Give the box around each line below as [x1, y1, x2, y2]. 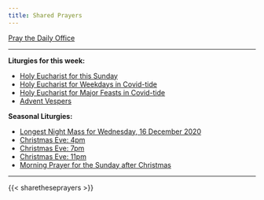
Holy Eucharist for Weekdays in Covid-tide [19, 80, 157, 89]
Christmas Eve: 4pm [19, 135, 86, 144]
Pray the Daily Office [8, 33, 75, 43]
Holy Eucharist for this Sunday [19, 71, 118, 80]
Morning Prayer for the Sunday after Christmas [19, 160, 171, 169]
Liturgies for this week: [8, 56, 85, 65]
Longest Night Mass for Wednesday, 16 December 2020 [19, 127, 202, 136]
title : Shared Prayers [8, 11, 82, 20]
